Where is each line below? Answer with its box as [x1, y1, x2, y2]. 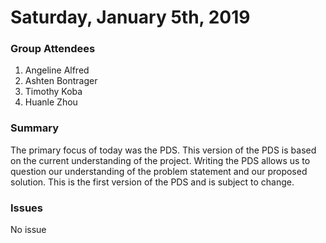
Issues [10, 201, 44, 215]
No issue [10, 224, 47, 236]
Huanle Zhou [24, 96, 78, 108]
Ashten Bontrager [24, 75, 98, 87]
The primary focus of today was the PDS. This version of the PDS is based [10, 144, 317, 156]
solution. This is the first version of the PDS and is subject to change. [10, 176, 295, 188]
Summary [10, 121, 60, 135]
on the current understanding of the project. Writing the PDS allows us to [10, 154, 311, 166]
